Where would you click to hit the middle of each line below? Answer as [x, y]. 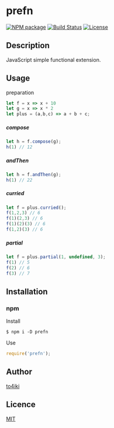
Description [28, 46]
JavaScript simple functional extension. [53, 59]
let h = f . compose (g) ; [34, 142]
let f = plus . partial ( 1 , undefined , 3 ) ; [56, 257]
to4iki [13, 386]
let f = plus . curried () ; [36, 208]
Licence [21, 405]
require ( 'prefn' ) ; [28, 354]
